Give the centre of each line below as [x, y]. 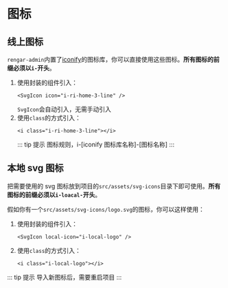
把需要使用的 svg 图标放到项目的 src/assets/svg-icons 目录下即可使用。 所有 [114, 186]
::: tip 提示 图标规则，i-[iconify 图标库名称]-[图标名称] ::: [96, 144]
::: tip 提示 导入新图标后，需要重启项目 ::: [65, 277]
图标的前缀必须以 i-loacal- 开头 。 [54, 195]
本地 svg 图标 [35, 168]
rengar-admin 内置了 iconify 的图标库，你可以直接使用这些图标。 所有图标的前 [113, 59]
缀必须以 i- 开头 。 [32, 68]
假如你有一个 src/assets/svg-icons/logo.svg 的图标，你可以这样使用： [106, 209]
